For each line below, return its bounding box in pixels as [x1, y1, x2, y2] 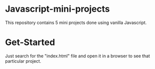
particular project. [5, 58, 41, 64]
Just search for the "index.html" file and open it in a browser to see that [5, 53, 150, 59]
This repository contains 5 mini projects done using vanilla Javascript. [5, 20, 147, 25]
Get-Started [5, 37, 55, 48]
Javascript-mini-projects [5, 3, 110, 15]
